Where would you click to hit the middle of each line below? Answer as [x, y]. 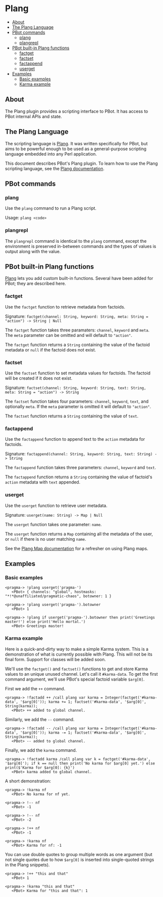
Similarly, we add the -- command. [40, 719]
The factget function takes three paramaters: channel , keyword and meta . [77, 330]
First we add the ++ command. [35, 688]
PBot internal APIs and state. [33, 116]
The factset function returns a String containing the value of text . [72, 416]
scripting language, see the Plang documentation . [55, 168]
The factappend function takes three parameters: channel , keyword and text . [81, 468]
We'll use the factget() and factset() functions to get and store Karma [76, 669]
